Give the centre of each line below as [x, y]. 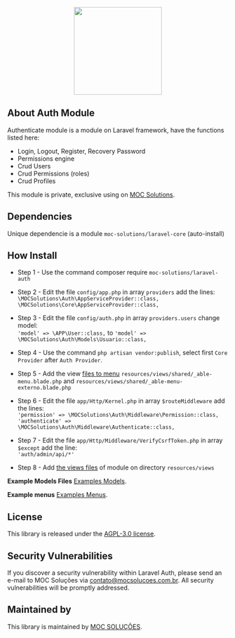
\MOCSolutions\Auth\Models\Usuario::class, [82, 340]
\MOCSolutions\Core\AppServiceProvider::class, [88, 305]
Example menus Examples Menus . [58, 495]
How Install [32, 256]
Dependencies [40, 217]
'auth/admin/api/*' [46, 455]
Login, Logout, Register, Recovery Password [81, 151]
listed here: [23, 138]
